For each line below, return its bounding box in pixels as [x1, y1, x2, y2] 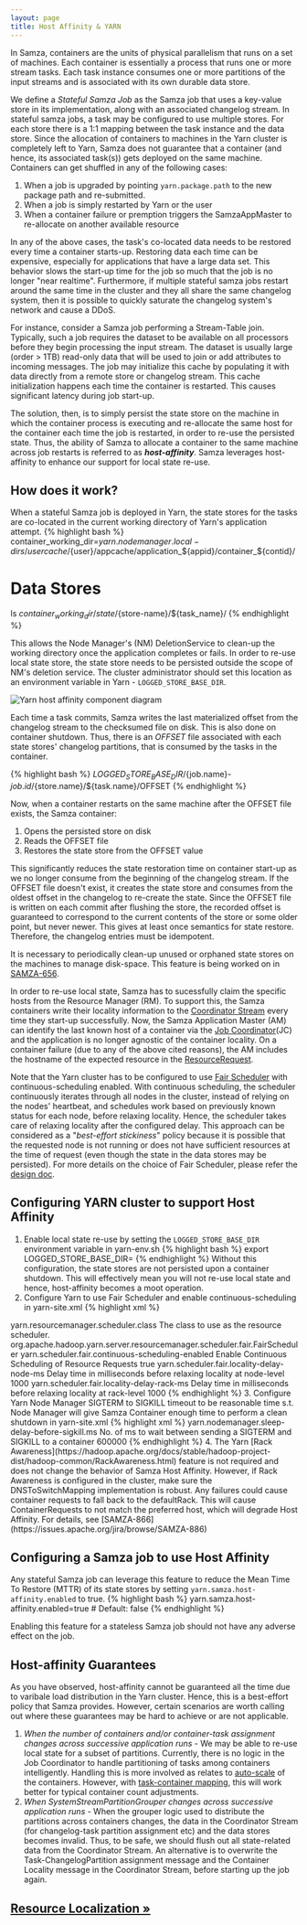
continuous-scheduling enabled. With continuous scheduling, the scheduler [10, 1081, 296, 1092]
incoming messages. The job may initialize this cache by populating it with [10, 360, 290, 371]
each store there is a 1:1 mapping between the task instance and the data [10, 123, 285, 134]
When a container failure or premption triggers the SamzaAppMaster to [23, 209, 292, 219]
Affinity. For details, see [10, 1513, 100, 1524]
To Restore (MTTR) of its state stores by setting [10, 1584, 189, 1595]
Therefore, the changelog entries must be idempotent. [10, 930, 215, 942]
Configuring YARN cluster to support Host [10, 1195, 255, 1211]
